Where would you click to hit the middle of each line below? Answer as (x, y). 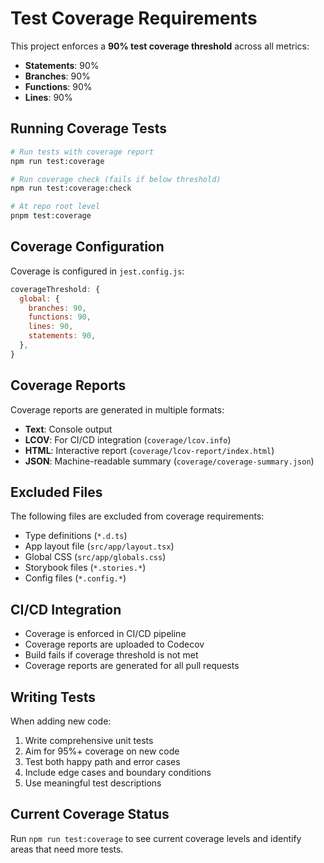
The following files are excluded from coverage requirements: (137, 516)
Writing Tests (53, 697)
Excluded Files (56, 492)
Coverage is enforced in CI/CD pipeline (105, 634)
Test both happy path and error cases (102, 762)
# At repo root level (55, 207)
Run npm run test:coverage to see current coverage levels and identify (156, 838)
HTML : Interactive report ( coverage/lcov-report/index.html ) (149, 450)
